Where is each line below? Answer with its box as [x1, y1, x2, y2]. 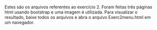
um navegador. [4, 19, 35, 25]
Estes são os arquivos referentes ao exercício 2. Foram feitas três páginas [4, 4, 153, 10]
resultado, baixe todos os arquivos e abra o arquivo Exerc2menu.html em [4, 15, 151, 20]
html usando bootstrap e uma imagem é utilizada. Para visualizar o [4, 9, 138, 15]
